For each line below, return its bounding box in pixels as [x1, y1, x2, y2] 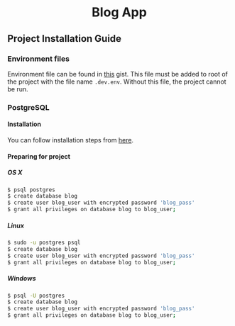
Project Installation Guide [7, 33, 122, 45]
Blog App [92, 4, 147, 21]
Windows [7, 274, 37, 283]
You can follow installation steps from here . [7, 136, 133, 144]
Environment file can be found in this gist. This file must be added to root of [7, 69, 229, 78]
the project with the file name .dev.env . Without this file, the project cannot [7, 77, 226, 86]
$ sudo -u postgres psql [7, 239, 81, 247]
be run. [7, 84, 28, 93]
